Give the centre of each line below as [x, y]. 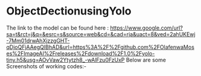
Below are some [146, 60]
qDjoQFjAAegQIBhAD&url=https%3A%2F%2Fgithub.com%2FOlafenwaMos [101, 47]
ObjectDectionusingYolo [69, 11]
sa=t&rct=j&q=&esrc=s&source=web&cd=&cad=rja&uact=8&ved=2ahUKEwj [101, 34]
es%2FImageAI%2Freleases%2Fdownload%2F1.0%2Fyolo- [81, 53]
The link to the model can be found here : [58, 28]
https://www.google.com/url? [146, 28]
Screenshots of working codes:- [46, 66]
